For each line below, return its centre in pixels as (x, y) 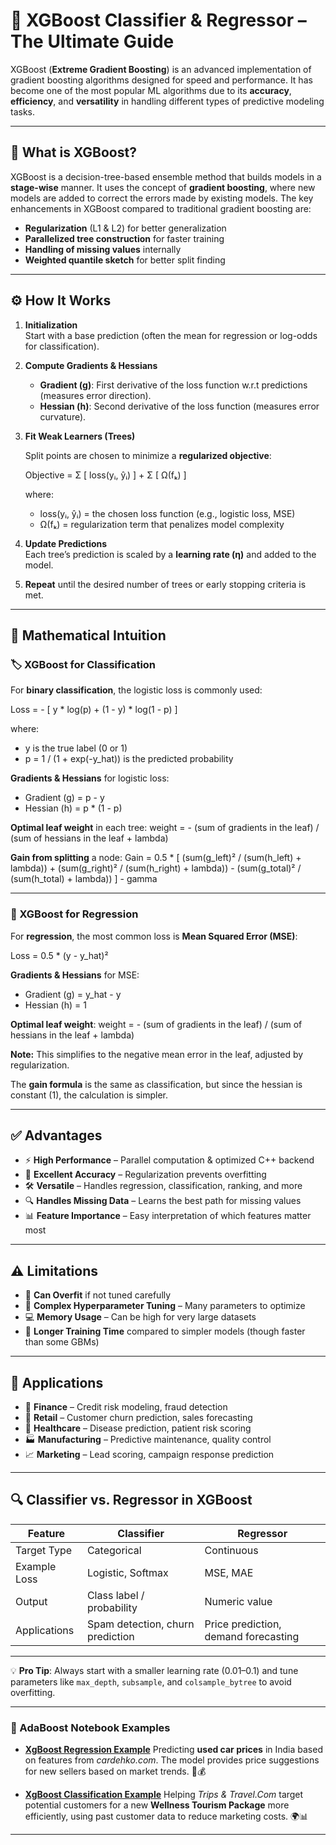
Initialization (51, 325)
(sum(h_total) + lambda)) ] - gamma (84, 879)
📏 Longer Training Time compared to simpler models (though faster (165, 1331)
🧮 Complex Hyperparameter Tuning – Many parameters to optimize (165, 1306)
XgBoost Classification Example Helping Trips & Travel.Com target (164, 1795)
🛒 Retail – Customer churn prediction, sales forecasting (138, 1417)
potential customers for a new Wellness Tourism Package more (157, 1805)
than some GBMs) (62, 1342)
